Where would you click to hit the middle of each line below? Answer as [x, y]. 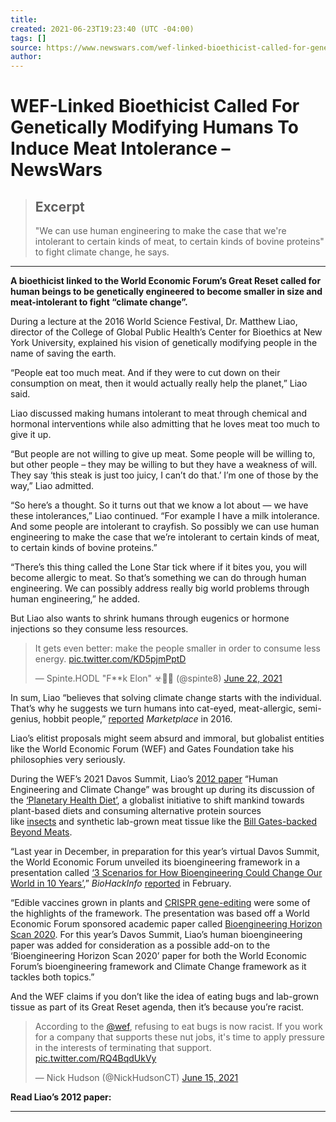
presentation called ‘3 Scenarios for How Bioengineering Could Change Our [166, 873]
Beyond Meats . [41, 832]
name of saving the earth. [63, 353]
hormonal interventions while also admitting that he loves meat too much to [165, 424]
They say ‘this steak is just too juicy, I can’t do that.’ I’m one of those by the [164, 475]
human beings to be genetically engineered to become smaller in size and [166, 292]
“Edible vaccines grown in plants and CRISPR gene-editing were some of [160, 903]
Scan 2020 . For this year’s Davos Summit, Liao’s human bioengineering [156, 935]
